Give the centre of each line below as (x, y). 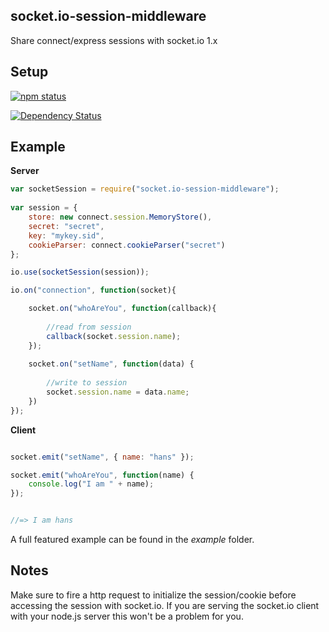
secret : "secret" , (66, 226)
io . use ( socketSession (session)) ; (80, 272)
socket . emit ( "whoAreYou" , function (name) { (102, 475)
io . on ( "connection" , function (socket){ (93, 290)
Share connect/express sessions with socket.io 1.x (114, 40)
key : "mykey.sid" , (66, 235)
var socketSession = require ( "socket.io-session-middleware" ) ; (145, 189)
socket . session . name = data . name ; (118, 392)
